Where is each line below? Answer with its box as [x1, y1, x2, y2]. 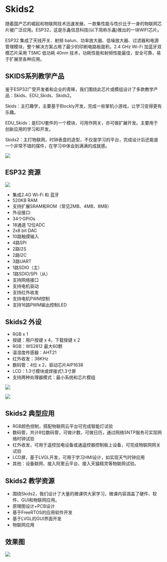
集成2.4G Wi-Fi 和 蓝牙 [12, 192, 59, 198]
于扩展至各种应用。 [5, 56, 45, 62]
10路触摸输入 [12, 233, 39, 239]
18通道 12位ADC [12, 222, 46, 227]
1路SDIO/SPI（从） [12, 270, 51, 277]
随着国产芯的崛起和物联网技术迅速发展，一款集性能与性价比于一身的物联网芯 [5, 20, 162, 26]
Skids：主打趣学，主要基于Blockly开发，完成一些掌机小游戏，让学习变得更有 [5, 103, 162, 109]
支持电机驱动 [12, 283, 39, 289]
